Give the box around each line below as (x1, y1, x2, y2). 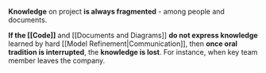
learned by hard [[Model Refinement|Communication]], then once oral (8, 39, 238, 48)
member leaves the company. (8, 56, 106, 65)
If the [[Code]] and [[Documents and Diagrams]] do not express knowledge (8, 31, 258, 40)
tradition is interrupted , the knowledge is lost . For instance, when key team (8, 48, 258, 56)
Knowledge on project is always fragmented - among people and (8, 7, 225, 16)
